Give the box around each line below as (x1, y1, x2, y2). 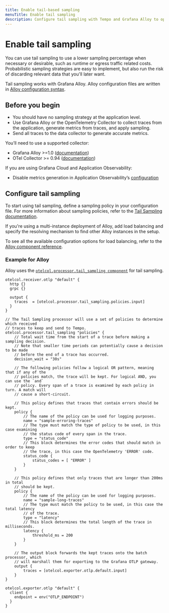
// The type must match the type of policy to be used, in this (23, 423, 161, 428)
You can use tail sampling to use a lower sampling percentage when (5, 55, 146, 61)
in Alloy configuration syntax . (5, 86, 66, 92)
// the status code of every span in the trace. (23, 432, 127, 437)
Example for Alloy (5, 256, 49, 263)
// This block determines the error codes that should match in (23, 440, 161, 446)
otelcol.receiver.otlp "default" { (5, 278, 80, 283)
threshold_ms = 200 (32, 533, 73, 538)
